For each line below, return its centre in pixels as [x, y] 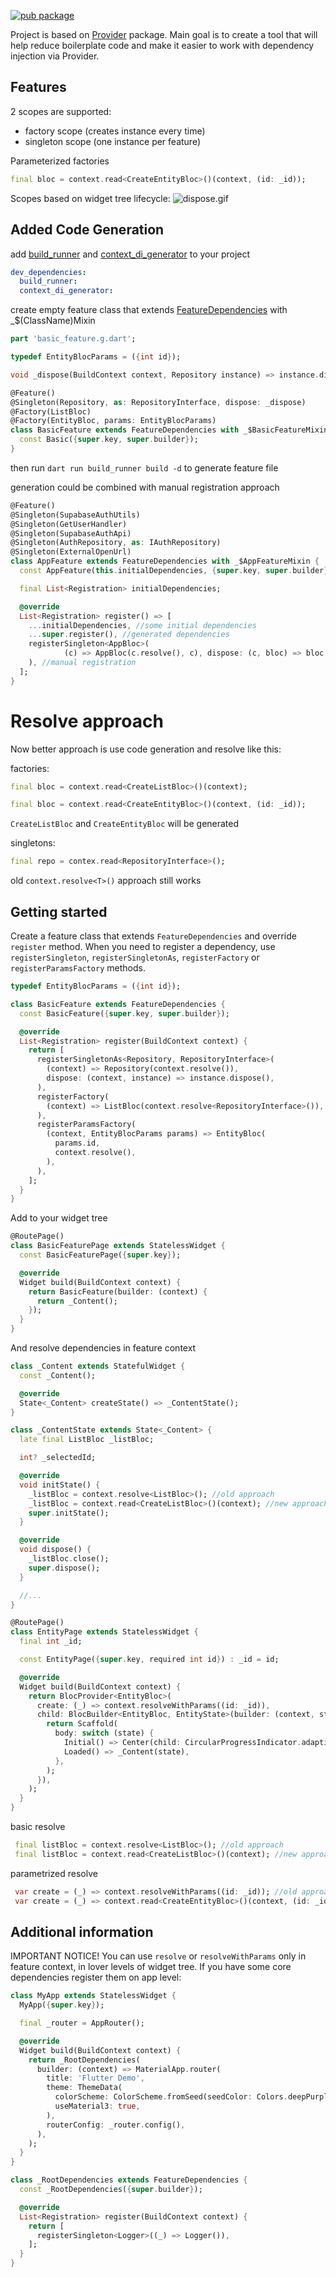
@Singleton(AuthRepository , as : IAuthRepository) [116, 543]
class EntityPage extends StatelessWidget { [104, 1632]
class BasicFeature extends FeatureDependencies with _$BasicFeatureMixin [169, 430]
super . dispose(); [64, 1568]
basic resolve [38, 1826]
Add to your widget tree [59, 1218]
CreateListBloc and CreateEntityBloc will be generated [125, 824]
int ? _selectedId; [58, 1458]
